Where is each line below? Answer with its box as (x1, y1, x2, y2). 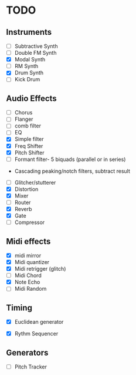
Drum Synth (14, 69, 44, 77)
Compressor (14, 219, 45, 226)
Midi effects (6, 236, 51, 246)
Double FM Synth (14, 50, 57, 57)
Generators (6, 347, 49, 357)
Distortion (14, 185, 39, 192)
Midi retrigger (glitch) (14, 265, 66, 272)
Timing (6, 302, 32, 312)
